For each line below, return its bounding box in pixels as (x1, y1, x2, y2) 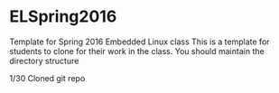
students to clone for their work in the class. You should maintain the (9, 45, 265, 56)
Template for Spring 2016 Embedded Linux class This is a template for (9, 36, 270, 47)
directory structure (9, 55, 79, 66)
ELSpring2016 (9, 6, 117, 27)
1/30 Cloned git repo (9, 72, 86, 83)
